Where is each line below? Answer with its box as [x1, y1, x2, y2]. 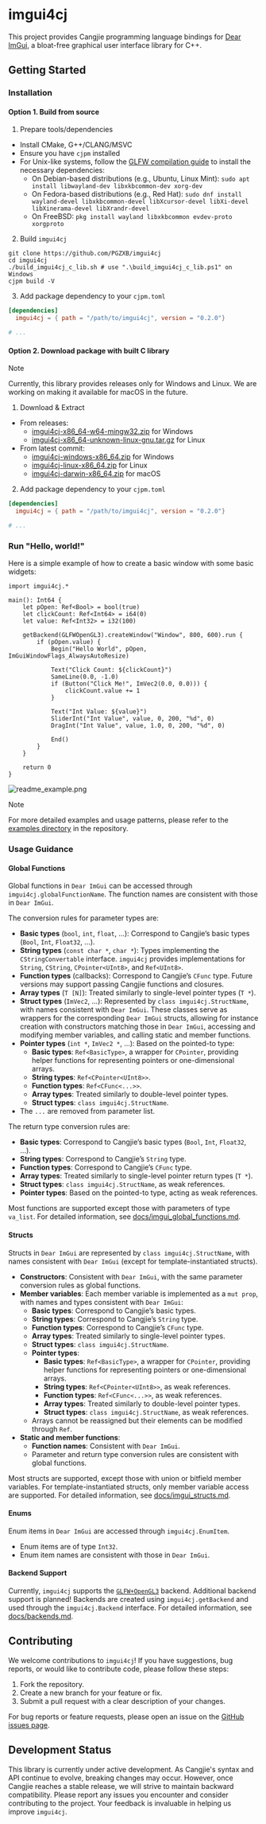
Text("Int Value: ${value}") [50, 708, 148, 716]
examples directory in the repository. [8, 824, 129, 834]
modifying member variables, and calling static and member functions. [19, 1030, 252, 1040]
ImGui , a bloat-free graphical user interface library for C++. [8, 40, 202, 49]
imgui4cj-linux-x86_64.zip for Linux [31, 460, 148, 471]
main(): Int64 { [8, 596, 62, 604]
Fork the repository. [19, 1679, 85, 1689]
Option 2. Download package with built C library [8, 346, 170, 355]
